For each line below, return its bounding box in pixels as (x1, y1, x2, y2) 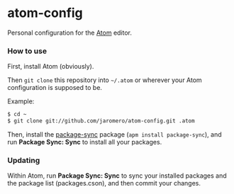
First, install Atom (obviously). (7, 62, 94, 71)
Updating (7, 155, 40, 165)
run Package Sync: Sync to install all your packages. (7, 137, 162, 146)
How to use (7, 46, 48, 56)
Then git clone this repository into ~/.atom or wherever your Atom (7, 76, 202, 84)
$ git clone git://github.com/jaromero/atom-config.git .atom (7, 118, 195, 125)
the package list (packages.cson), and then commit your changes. (7, 179, 201, 188)
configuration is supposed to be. (7, 84, 103, 92)
